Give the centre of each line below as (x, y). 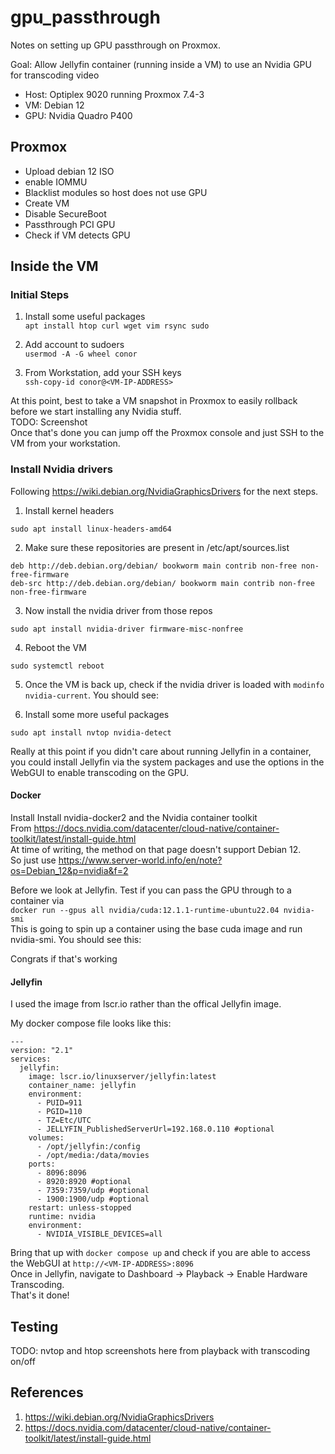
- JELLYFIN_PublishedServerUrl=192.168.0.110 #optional (155, 1129)
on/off (23, 1361)
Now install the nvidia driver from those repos (118, 610)
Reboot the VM (55, 647)
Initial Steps (40, 295)
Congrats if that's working (64, 958)
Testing (34, 1326)
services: (31, 1059)
